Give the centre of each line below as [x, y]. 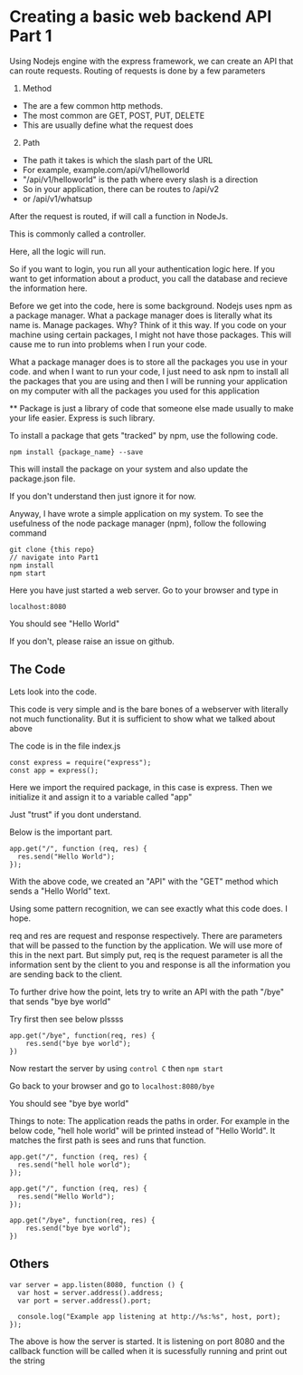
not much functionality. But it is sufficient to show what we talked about [142, 719]
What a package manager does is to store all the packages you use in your [148, 362]
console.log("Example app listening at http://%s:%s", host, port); [149, 1316]
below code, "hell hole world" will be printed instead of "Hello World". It [142, 1130]
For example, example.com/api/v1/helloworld [106, 169]
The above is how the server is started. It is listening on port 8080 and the [147, 1341]
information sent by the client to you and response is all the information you [150, 964]
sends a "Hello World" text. [60, 891]
